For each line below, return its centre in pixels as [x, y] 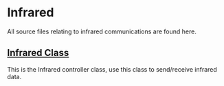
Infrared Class [38, 53]
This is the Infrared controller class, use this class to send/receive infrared [112, 69]
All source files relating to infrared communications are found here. [102, 31]
